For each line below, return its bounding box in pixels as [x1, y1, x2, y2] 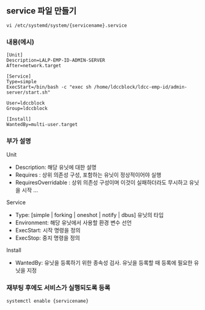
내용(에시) [6, 37, 35, 46]
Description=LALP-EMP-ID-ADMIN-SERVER [6, 57, 105, 64]
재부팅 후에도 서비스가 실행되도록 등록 [6, 284, 111, 292]
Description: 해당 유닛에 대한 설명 [15, 164, 97, 171]
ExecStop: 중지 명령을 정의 [15, 234, 81, 242]
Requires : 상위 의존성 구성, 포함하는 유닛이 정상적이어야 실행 [15, 171, 162, 179]
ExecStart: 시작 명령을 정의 [15, 227, 81, 234]
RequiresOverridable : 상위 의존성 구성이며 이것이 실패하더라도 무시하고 [15, 179, 188, 186]
